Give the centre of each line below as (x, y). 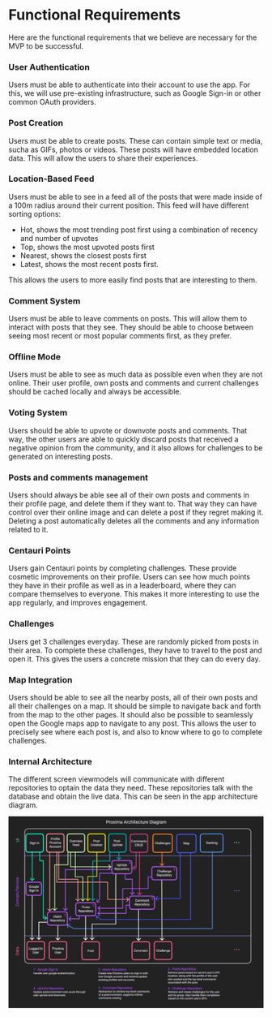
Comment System (45, 300)
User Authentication (49, 67)
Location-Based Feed (51, 179)
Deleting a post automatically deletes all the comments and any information (134, 521)
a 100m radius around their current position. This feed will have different (129, 205)
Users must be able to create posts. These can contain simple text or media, (136, 140)
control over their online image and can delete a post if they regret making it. (136, 512)
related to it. (28, 530)
